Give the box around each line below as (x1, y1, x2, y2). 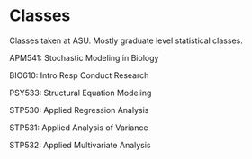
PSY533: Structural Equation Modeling (9, 87, 152, 98)
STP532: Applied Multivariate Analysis (9, 139, 151, 150)
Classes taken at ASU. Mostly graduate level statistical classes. (9, 35, 243, 46)
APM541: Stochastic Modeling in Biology (9, 52, 159, 63)
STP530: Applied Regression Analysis (9, 104, 149, 115)
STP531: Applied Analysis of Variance (9, 122, 148, 133)
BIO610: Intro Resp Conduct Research (9, 69, 149, 81)
